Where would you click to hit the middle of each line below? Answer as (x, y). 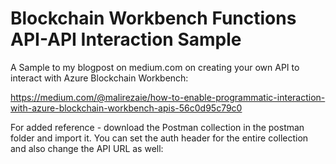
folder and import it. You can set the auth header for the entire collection (159, 138)
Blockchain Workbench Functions (153, 18)
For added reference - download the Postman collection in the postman (157, 127)
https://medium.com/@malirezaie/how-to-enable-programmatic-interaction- (168, 97)
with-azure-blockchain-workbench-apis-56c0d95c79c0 (126, 108)
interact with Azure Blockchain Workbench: (99, 78)
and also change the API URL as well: (87, 148)
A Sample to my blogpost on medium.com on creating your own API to (155, 67)
